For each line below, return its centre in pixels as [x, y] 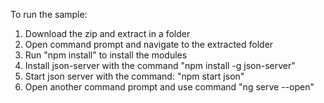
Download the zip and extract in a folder [107, 33]
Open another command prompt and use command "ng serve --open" [169, 87]
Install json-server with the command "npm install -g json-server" [160, 65]
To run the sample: [49, 14]
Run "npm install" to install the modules [106, 55]
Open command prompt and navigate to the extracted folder [149, 44]
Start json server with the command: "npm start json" [134, 76]
